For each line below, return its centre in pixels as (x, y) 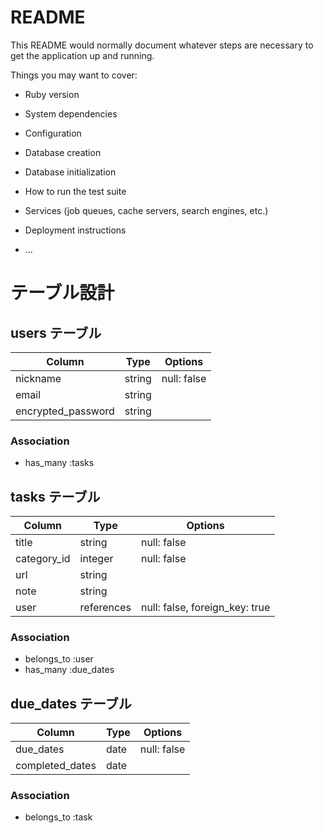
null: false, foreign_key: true (205, 608)
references (105, 608)
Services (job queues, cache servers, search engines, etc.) (146, 210)
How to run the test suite (75, 191)
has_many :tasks (59, 463)
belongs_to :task (58, 817)
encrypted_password (65, 411)
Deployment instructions (75, 230)
